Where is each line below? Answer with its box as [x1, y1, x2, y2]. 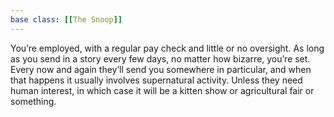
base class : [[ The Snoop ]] [10, 14, 123, 25]
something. [10, 95, 57, 107]
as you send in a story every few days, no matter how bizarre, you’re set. [10, 52, 311, 65]
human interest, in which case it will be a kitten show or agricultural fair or [10, 84, 315, 96]
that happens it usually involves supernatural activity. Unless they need [10, 74, 303, 86]
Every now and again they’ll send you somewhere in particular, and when [10, 63, 312, 75]
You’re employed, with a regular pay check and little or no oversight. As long [10, 42, 325, 54]
